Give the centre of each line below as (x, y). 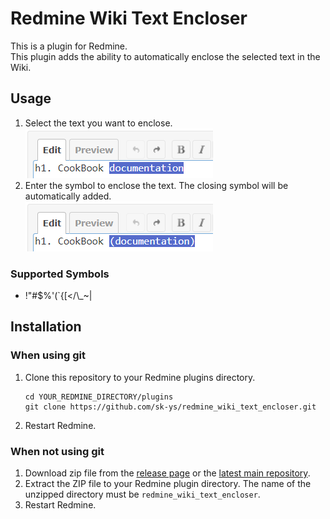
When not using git (57, 451)
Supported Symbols (60, 274)
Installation (46, 327)
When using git (48, 355)
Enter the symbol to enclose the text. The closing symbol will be (156, 185)
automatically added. (68, 196)
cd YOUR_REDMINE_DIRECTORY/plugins (99, 397)
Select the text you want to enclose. (98, 123)
